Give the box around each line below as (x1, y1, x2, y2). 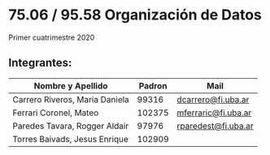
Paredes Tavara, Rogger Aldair (12, 120, 129, 131)
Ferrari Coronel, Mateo (12, 107, 99, 118)
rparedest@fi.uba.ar (176, 120, 254, 131)
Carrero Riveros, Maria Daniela (12, 93, 130, 105)
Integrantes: (8, 56, 72, 70)
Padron (138, 80, 168, 91)
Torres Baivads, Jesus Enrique (12, 133, 128, 144)
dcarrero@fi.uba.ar (176, 93, 250, 105)
